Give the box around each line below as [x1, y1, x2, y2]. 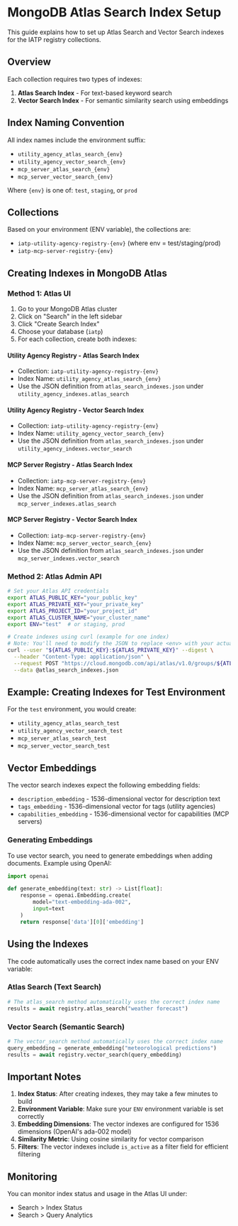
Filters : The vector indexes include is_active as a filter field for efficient [17, 1142, 229, 1151]
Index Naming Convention [7, 117, 125, 129]
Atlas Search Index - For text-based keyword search [17, 88, 172, 97]
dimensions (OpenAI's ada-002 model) [17, 1127, 132, 1136]
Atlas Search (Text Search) [7, 982, 101, 992]
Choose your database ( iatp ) [17, 328, 103, 336]
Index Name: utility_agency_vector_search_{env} [17, 429, 165, 438]
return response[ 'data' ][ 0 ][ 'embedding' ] [20, 918, 144, 925]
